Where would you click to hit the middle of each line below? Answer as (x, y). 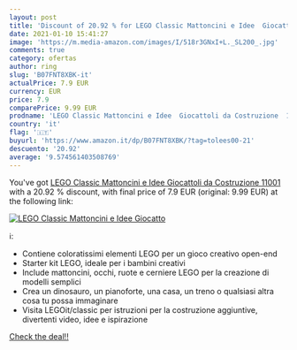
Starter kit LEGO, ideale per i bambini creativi (103, 262)
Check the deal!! (39, 336)
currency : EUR (35, 91)
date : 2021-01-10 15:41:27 (59, 34)
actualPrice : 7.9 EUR (49, 83)
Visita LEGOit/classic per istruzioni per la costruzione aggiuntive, (140, 309)
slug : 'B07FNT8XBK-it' (51, 75)
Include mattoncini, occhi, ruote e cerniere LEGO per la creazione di (145, 272)
